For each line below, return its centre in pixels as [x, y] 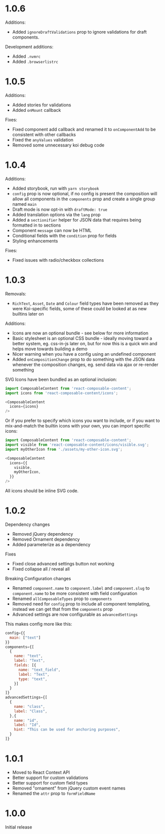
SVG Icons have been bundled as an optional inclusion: [61, 379]
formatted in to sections [37, 225]
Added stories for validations [42, 105]
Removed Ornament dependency [46, 539]
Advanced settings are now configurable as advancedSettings [75, 614]
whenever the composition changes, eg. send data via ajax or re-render [85, 365]
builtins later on [28, 314]
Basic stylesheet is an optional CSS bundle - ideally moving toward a [82, 338]
